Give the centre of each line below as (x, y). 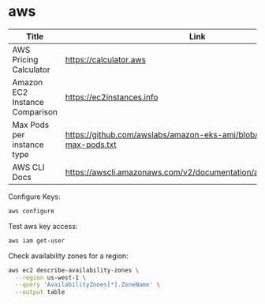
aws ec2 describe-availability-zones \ (74, 270)
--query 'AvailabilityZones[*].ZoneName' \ (88, 285)
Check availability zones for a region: (68, 256)
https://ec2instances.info (112, 97)
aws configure (32, 211)
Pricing (25, 59)
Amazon (28, 82)
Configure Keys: (34, 197)
